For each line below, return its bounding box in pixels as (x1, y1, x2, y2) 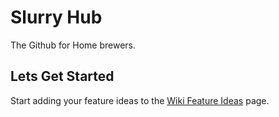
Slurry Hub (10, 6, 103, 29)
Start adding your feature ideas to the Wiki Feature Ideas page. (10, 94, 270, 106)
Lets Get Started (10, 68, 115, 85)
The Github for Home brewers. (10, 39, 137, 51)
